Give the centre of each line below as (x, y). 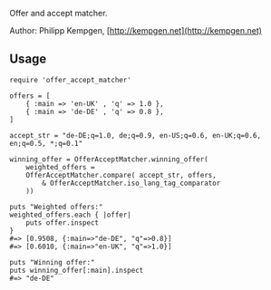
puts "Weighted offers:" (56, 207)
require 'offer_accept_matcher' (70, 80)
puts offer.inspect (63, 222)
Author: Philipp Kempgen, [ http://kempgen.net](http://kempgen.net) (136, 30)
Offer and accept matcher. (58, 13)
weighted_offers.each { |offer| (70, 215)
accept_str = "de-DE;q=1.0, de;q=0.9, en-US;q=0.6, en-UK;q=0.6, (135, 135)
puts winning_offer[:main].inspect (77, 270)
